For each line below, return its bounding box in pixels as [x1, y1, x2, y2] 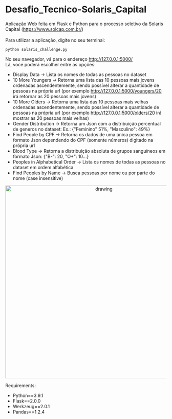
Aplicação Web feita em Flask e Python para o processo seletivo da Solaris [5, 21, 163, 27]
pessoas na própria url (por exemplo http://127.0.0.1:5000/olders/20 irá [12, 110, 162, 116]
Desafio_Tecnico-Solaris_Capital [5, 4, 147, 15]
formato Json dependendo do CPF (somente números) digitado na [12, 137, 154, 143]
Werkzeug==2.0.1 [12, 403, 50, 409]
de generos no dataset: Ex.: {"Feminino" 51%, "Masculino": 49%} [12, 126, 150, 132]
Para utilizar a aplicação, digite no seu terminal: [5, 37, 105, 43]
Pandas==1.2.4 [12, 409, 45, 415]
